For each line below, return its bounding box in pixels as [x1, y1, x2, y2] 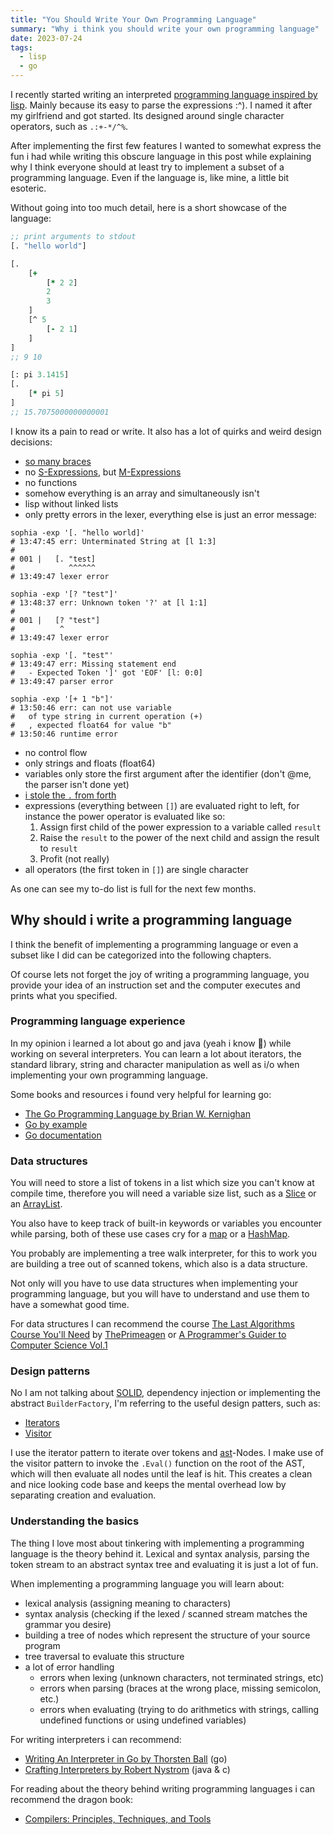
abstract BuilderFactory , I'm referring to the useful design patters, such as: [10, 1397, 321, 1410]
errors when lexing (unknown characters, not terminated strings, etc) [39, 1671, 325, 1683]
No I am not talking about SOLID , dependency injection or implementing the [10, 1387, 321, 1399]
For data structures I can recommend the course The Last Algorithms [10, 1318, 295, 1330]
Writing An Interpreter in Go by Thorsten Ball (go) [24, 1752, 228, 1765]
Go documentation [24, 1129, 102, 1141]
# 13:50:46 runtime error [10, 729, 118, 739]
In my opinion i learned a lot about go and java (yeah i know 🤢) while [10, 1037, 292, 1049]
